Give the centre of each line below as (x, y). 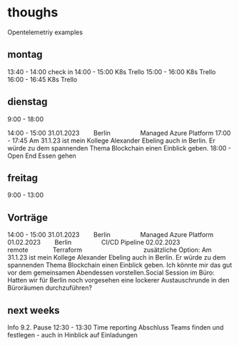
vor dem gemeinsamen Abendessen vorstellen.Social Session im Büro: (111, 273)
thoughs (33, 12)
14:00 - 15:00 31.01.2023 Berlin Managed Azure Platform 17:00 (119, 133)
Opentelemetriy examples (45, 32)
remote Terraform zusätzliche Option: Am (110, 250)
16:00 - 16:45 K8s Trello (42, 79)
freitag (22, 178)
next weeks (34, 310)
